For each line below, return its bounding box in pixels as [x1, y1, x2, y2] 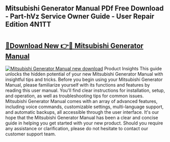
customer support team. [5, 131, 56, 137]
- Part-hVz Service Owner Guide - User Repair [5, 12, 155, 21]
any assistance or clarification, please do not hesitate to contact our [5, 126, 149, 131]
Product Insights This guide [104, 66, 162, 71]
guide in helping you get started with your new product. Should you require [5, 120, 163, 126]
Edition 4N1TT [5, 20, 52, 29]
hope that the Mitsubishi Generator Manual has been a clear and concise [5, 115, 158, 120]
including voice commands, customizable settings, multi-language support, [5, 104, 164, 110]
